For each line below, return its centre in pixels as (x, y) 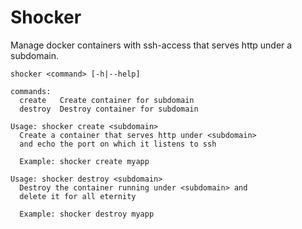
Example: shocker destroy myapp (87, 214)
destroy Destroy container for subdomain (109, 109)
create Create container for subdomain (107, 100)
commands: (31, 91)
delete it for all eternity (78, 196)
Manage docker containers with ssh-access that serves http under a (151, 45)
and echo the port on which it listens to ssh (118, 144)
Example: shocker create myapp (84, 161)
